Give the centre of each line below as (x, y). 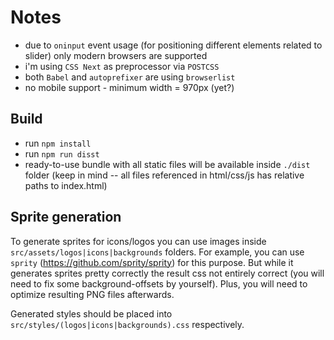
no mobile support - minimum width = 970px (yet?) (129, 87)
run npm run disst (62, 153)
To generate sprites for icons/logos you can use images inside (138, 241)
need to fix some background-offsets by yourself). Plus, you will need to (159, 283)
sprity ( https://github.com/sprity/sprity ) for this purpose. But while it (152, 262)
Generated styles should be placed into (91, 313)
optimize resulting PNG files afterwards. (92, 294)
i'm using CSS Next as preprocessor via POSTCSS (122, 66)
